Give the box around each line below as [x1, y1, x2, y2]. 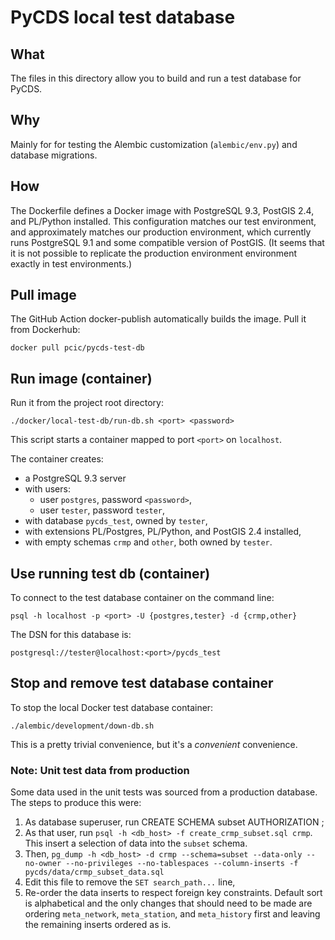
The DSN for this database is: [10, 629, 132, 641]
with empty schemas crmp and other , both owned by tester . [24, 536, 273, 548]
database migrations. [10, 149, 98, 161]
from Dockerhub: [10, 324, 81, 336]
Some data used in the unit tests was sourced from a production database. [10, 786, 318, 798]
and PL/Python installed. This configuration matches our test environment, [10, 215, 317, 227]
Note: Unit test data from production [10, 763, 190, 777]
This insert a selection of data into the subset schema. [24, 837, 248, 850]
